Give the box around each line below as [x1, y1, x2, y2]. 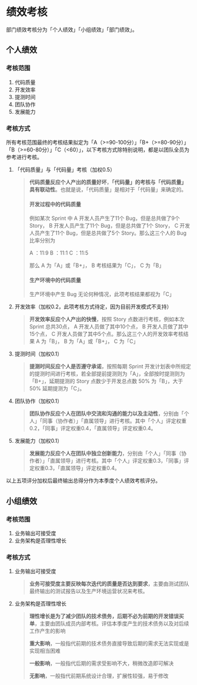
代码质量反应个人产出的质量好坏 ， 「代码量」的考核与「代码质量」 [29, 178, 187, 186]
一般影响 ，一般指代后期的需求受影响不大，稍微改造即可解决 [29, 660, 174, 667]
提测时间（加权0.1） [14, 350, 63, 357]
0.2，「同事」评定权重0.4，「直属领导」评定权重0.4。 [29, 425, 156, 432]
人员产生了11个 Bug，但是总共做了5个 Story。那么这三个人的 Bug [29, 229, 187, 236]
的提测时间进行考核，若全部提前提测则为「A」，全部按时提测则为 [29, 370, 185, 377]
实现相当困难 [29, 647, 61, 654]
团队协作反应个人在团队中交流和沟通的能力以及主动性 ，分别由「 [29, 410, 184, 417]
